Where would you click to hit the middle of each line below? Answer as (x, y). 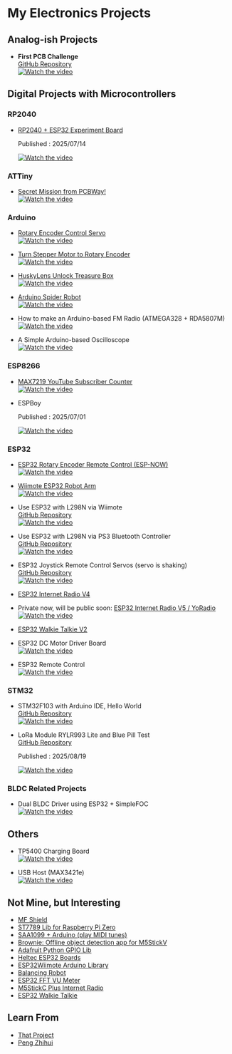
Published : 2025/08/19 (52, 756)
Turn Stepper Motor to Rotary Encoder (74, 254)
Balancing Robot (42, 973)
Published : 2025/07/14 (52, 143)
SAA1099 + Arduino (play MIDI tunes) (72, 935)
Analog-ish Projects (53, 40)
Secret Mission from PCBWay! (62, 191)
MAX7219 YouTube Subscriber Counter (75, 381)
